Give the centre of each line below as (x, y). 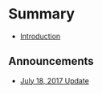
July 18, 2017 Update (55, 80)
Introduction (40, 36)
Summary (41, 14)
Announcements (51, 61)
